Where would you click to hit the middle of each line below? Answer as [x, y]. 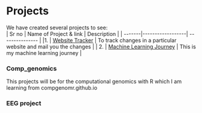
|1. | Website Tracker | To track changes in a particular [109, 40]
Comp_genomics [32, 68]
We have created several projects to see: [57, 28]
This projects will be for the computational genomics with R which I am [94, 81]
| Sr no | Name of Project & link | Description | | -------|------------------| [97, 33]
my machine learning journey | [44, 53]
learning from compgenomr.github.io [52, 88]
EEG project [24, 103]
